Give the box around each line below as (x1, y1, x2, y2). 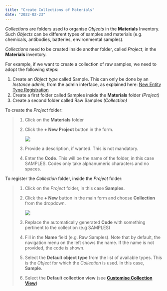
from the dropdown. (24, 200, 66, 206)
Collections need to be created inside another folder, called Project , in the (5, 46, 157, 52)
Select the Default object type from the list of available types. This (24, 254, 162, 260)
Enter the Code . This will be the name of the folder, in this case (24, 155, 155, 161)
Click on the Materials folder (24, 116, 84, 122)
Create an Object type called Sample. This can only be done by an (12, 76, 149, 82)
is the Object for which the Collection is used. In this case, (24, 259, 145, 265)
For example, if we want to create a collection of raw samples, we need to (5, 61, 157, 67)
